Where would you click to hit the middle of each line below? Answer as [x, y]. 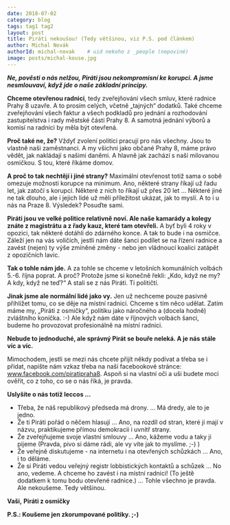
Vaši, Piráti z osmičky [38, 501]
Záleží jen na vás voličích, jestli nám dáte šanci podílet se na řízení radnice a [115, 240]
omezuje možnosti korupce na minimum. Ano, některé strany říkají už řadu [112, 183]
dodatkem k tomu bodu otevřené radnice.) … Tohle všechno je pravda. [116, 480]
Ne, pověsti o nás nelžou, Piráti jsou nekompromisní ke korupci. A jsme [111, 78]
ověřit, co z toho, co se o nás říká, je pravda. [70, 381]
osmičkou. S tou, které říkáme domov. [61, 163]
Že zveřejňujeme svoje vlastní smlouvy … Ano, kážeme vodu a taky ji [114, 436]
